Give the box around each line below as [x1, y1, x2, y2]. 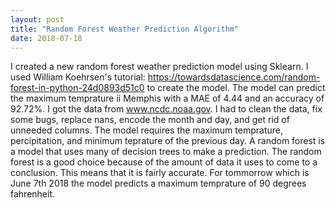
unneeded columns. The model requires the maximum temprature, [10, 124, 283, 136]
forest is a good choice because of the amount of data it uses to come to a [10, 156, 318, 168]
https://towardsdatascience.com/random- [147, 71, 321, 83]
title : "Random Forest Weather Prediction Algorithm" [10, 24, 240, 34]
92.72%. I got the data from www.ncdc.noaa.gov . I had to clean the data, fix [10, 103, 323, 115]
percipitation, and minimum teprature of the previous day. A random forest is [10, 135, 326, 147]
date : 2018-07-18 [10, 33, 83, 43]
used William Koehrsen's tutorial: [10, 71, 146, 83]
